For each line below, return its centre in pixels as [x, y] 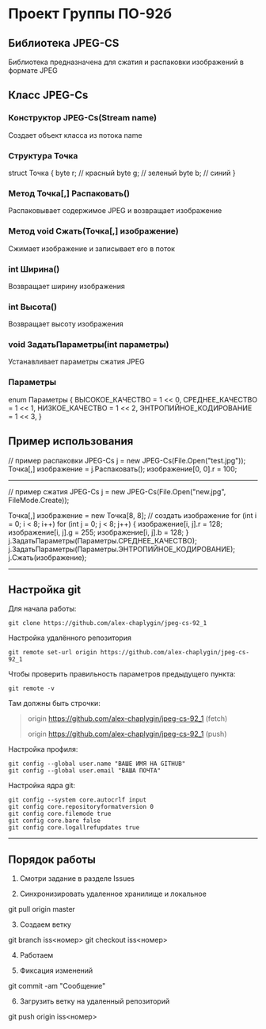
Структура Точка [43, 155]
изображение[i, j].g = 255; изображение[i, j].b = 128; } [99, 532]
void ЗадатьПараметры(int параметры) [89, 345]
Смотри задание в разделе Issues [77, 878]
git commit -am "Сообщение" [57, 986]
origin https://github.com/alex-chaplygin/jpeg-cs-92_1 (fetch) [127, 718]
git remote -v [32, 689]
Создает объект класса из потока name [75, 135]
